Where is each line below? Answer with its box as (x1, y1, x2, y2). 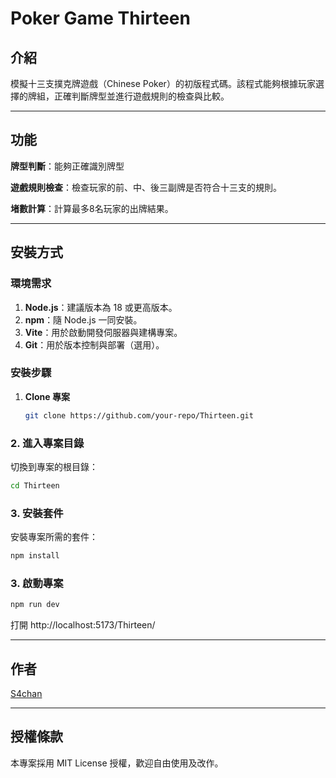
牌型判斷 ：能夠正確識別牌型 (10, 160, 125, 172)
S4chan (10, 688, 43, 699)
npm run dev (10, 600, 60, 610)
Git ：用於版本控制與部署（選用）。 (24, 338, 165, 351)
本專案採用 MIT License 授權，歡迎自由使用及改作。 (10, 757, 224, 769)
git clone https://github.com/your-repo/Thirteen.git (24, 410, 254, 421)
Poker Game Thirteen (10, 7, 191, 30)
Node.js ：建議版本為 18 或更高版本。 (24, 301, 178, 313)
